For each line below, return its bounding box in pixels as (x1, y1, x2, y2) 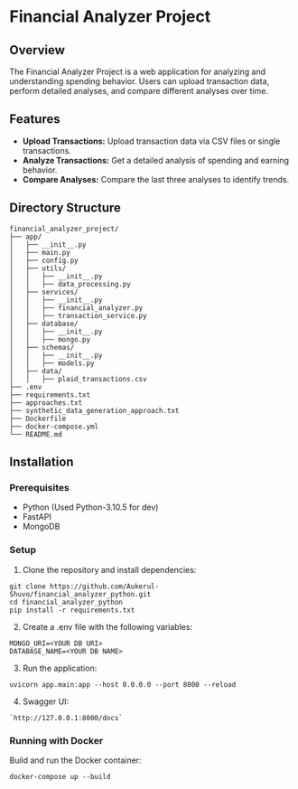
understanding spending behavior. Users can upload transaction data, (9, 76, 270, 87)
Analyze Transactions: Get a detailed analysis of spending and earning (22, 155, 290, 165)
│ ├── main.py (9, 248, 70, 257)
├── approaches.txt (9, 398, 83, 408)
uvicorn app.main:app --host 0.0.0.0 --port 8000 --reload (9, 680, 237, 689)
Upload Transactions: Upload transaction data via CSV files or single (22, 136, 281, 146)
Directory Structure (9, 201, 122, 216)
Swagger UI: (22, 696, 70, 707)
